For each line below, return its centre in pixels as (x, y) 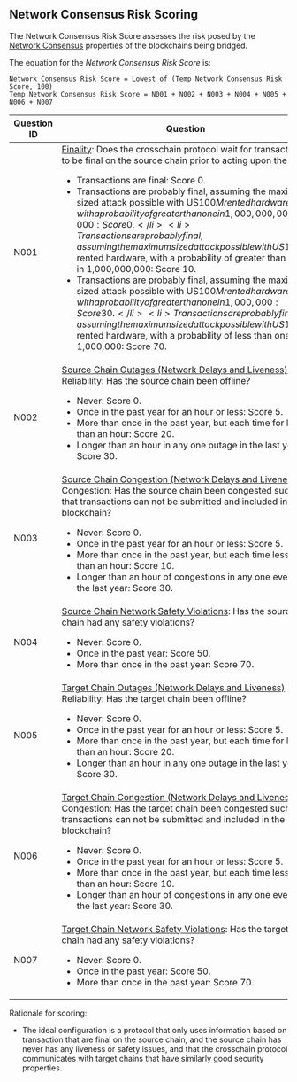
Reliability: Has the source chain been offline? (156, 380)
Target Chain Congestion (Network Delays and (158, 797)
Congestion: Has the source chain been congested (167, 490)
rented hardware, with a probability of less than (174, 335)
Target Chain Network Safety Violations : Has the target (175, 929)
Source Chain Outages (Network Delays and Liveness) (175, 370)
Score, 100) (31, 86)
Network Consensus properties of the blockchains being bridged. (129, 45)
